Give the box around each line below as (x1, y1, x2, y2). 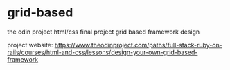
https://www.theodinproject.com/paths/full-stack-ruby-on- (54, 40, 223, 49)
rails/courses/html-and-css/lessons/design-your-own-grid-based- (7, 48, 198, 56)
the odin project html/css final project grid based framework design (7, 27, 200, 36)
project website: (7, 40, 53, 49)
